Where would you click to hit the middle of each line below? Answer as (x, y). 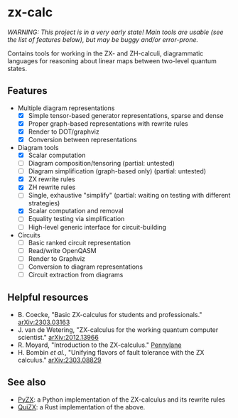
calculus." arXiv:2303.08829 (59, 360)
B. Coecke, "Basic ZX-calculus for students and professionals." (110, 314)
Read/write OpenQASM (63, 250)
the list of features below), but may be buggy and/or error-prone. (103, 39)
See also (27, 382)
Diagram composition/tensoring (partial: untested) (102, 164)
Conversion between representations (82, 139)
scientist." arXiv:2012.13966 (58, 337)
